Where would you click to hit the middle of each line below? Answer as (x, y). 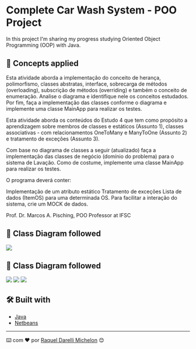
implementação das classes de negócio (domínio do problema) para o (90, 156)
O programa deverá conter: (39, 180)
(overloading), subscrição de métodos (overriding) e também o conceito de (97, 90)
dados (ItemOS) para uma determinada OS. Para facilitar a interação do (92, 197)
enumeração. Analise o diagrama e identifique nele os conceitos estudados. (97, 96)
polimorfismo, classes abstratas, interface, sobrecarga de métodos (87, 84)
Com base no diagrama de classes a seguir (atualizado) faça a (81, 150)
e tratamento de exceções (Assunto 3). (53, 139)
